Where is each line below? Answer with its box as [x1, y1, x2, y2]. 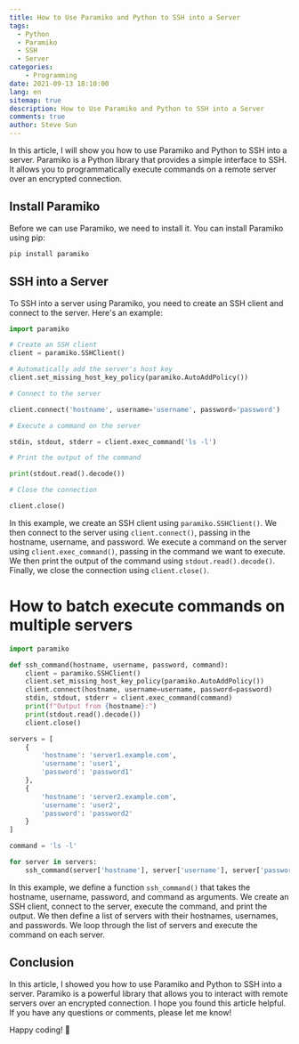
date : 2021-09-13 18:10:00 [9, 79, 109, 88]
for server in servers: [9, 858, 98, 867]
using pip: [9, 232, 46, 243]
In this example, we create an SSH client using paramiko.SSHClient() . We [9, 517, 278, 528]
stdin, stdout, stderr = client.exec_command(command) [25, 693, 233, 703]
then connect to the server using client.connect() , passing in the [9, 527, 251, 538]
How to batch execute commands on [9, 596, 286, 617]
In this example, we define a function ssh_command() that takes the [9, 882, 251, 893]
